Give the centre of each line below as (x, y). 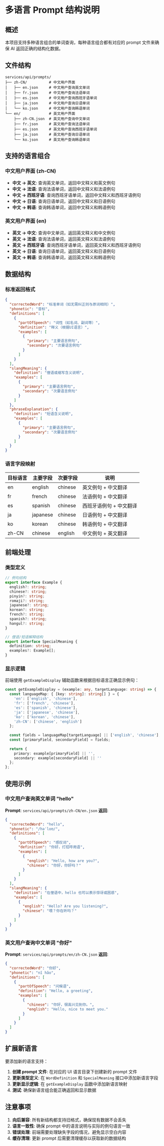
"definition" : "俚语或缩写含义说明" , (49, 373)
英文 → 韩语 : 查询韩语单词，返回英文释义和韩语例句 (64, 257)
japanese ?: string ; (29, 605)
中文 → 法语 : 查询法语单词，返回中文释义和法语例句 (64, 189)
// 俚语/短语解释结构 (24, 637)
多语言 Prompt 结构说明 (52, 10)
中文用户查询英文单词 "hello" (40, 799)
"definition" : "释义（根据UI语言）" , (54, 327)
